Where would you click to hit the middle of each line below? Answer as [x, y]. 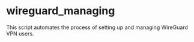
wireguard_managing [61, 11]
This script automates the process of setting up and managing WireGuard [97, 27]
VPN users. [20, 33]
